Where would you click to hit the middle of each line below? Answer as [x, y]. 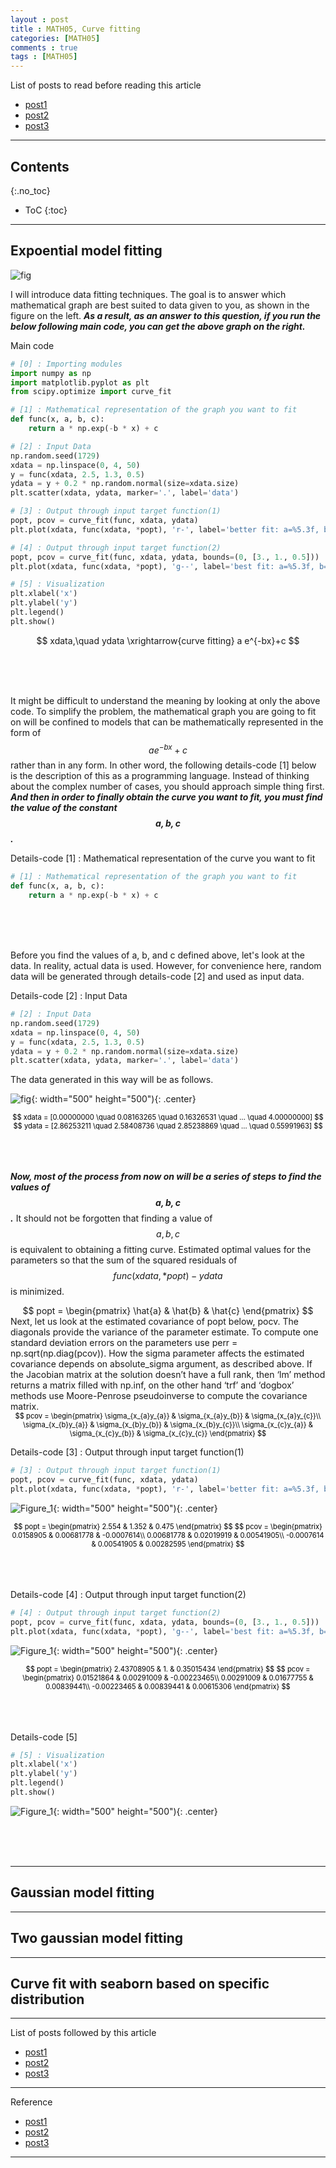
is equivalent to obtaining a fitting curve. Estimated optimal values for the [161, 1250]
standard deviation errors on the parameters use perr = [124, 1343]
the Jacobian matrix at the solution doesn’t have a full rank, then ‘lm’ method [168, 1375]
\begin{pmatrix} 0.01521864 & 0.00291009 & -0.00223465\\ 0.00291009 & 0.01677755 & [168, 1677]
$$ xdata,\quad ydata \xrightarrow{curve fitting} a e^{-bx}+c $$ [168, 640]
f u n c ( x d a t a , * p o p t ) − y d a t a [168, 1276]
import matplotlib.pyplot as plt [80, 382]
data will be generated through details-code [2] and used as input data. [157, 977]
